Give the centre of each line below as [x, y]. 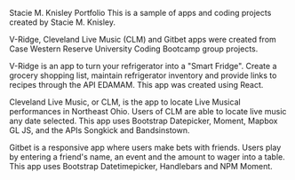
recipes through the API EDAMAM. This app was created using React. [136, 85]
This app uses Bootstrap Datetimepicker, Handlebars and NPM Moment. [141, 166]
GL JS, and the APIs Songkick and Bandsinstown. [100, 130]
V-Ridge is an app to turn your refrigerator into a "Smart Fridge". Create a [143, 66]
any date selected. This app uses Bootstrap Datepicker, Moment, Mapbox [144, 121]
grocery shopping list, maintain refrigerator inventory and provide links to [143, 75]
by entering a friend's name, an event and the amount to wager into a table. [147, 157]
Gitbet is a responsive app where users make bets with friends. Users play [145, 147]
